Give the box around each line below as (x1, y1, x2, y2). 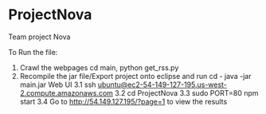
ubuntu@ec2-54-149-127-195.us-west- (97, 80, 227, 89)
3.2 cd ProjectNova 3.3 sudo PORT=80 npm (115, 88, 259, 97)
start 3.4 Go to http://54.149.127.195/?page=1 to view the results (19, 96, 228, 106)
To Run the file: (8, 47, 58, 57)
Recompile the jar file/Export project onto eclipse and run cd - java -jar (19, 71, 252, 81)
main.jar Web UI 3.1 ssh (19, 80, 96, 89)
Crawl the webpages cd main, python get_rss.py (19, 62, 179, 73)
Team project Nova (8, 32, 71, 41)
